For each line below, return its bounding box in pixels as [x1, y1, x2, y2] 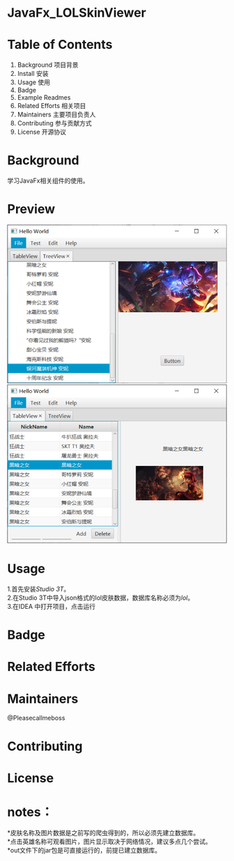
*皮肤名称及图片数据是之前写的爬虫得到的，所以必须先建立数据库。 [7, 828, 200, 837]
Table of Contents [7, 37, 113, 53]
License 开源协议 [17, 127, 67, 137]
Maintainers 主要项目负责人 [17, 110, 96, 119]
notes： [7, 804, 54, 820]
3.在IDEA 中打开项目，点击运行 [7, 603, 96, 611]
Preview [7, 201, 56, 217]
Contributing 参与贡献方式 [17, 119, 92, 127]
